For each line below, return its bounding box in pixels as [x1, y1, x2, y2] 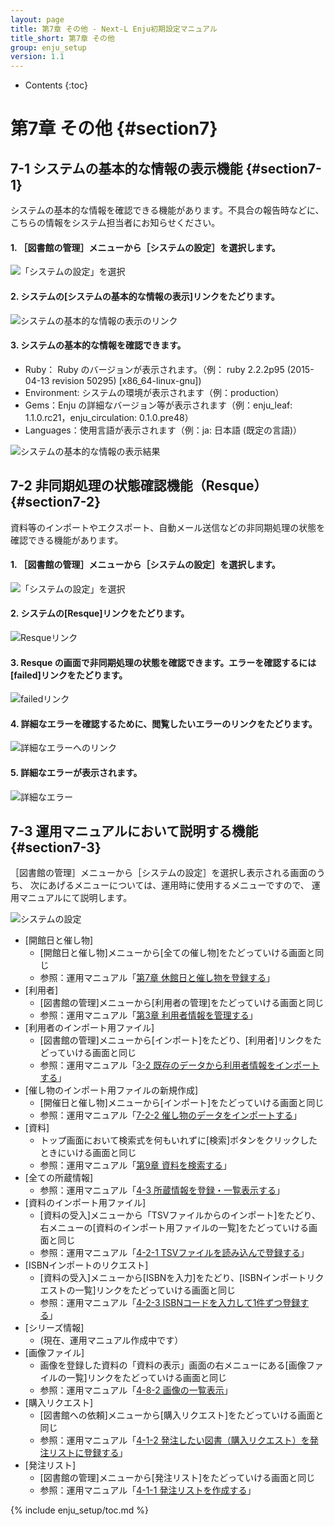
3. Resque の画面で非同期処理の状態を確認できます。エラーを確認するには [10, 656, 317, 668]
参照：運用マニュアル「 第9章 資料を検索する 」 [39, 1159, 232, 1171]
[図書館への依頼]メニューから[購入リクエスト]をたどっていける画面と [39, 1409, 325, 1421]
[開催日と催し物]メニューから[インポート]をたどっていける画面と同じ [39, 1097, 325, 1109]
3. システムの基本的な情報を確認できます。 [10, 339, 187, 351]
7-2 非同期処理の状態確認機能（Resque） [10, 477, 268, 495]
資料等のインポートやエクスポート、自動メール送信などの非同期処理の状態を [10, 521, 326, 533]
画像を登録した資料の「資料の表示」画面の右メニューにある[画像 [39, 1359, 307, 1371]
